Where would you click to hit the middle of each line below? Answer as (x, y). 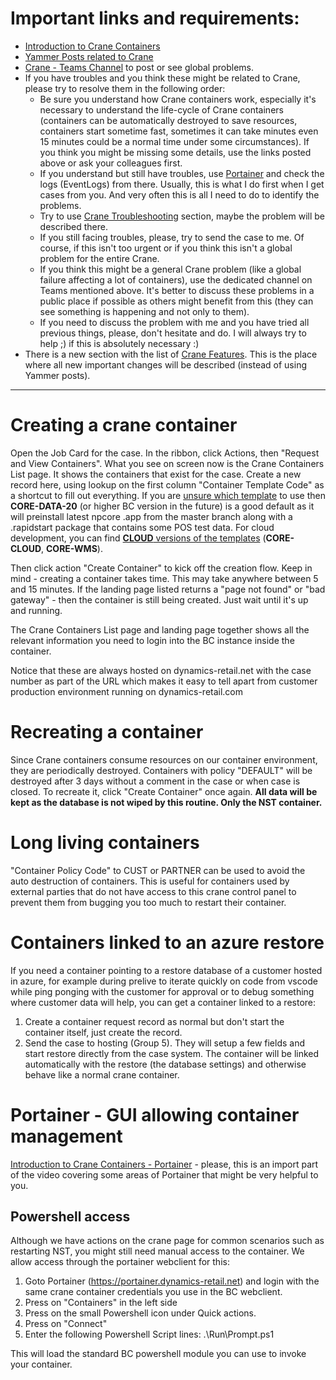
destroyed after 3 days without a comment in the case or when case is (155, 781)
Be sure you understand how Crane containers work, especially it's (178, 99)
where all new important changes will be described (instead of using (165, 364)
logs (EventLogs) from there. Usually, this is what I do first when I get (182, 184)
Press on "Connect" (66, 1324)
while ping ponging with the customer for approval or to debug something (162, 991)
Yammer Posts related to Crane (89, 56)
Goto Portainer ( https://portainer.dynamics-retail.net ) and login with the (172, 1281)
